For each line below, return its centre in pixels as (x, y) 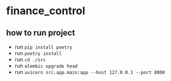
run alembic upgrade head (46, 66)
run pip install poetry (43, 47)
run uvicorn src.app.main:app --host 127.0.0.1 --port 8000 (90, 72)
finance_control (46, 11)
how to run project (41, 33)
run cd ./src (30, 59)
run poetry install (38, 53)
